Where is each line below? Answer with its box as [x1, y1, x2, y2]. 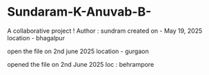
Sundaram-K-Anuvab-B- [7, 4, 152, 20]
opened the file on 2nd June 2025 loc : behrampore [7, 60, 155, 68]
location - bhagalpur [7, 33, 66, 42]
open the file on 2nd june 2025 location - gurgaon [7, 47, 150, 55]
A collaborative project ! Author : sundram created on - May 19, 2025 [7, 27, 203, 35]
